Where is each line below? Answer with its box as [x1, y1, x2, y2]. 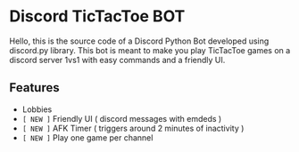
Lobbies [21, 104, 53, 115]
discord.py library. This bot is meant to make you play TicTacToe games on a [9, 44, 291, 55]
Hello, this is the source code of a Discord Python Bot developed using [9, 36, 270, 46]
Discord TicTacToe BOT [9, 6, 186, 27]
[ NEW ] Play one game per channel [21, 132, 154, 143]
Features [9, 80, 60, 95]
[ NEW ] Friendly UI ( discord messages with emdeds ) [21, 113, 222, 124]
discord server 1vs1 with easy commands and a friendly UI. [9, 54, 226, 65]
